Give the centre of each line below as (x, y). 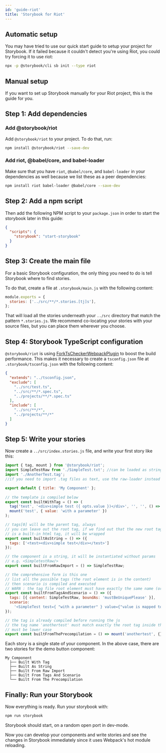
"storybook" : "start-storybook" (47, 236)
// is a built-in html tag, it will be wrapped (55, 534)
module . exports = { (25, 297)
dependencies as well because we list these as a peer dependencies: (76, 177)
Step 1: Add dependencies (46, 114)
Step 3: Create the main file (48, 261)
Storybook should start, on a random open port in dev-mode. (67, 725)
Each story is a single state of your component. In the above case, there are (82, 644)
